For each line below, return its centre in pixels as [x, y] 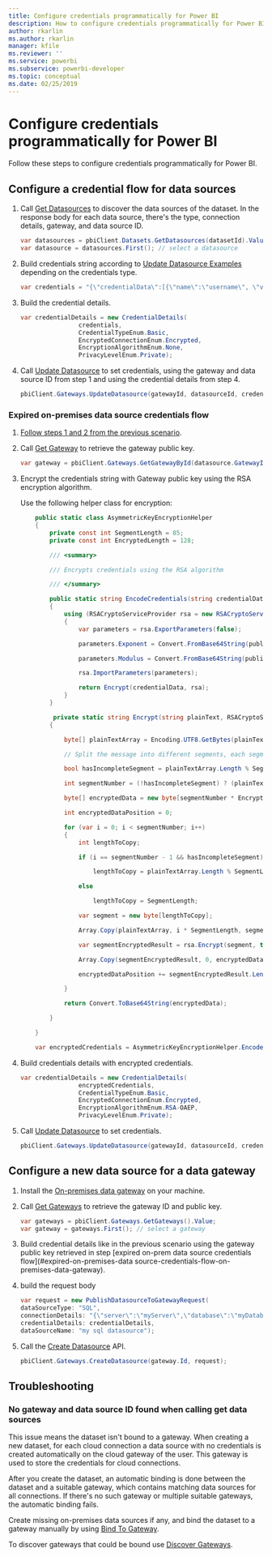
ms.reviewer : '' [36, 54]
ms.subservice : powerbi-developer [67, 69]
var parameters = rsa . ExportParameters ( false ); [160, 629]
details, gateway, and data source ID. [82, 226]
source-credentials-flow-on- [183, 1261]
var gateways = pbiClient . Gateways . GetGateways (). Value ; [118, 1221]
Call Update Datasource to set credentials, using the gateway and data [138, 371]
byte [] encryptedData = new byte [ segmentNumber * [149, 798]
